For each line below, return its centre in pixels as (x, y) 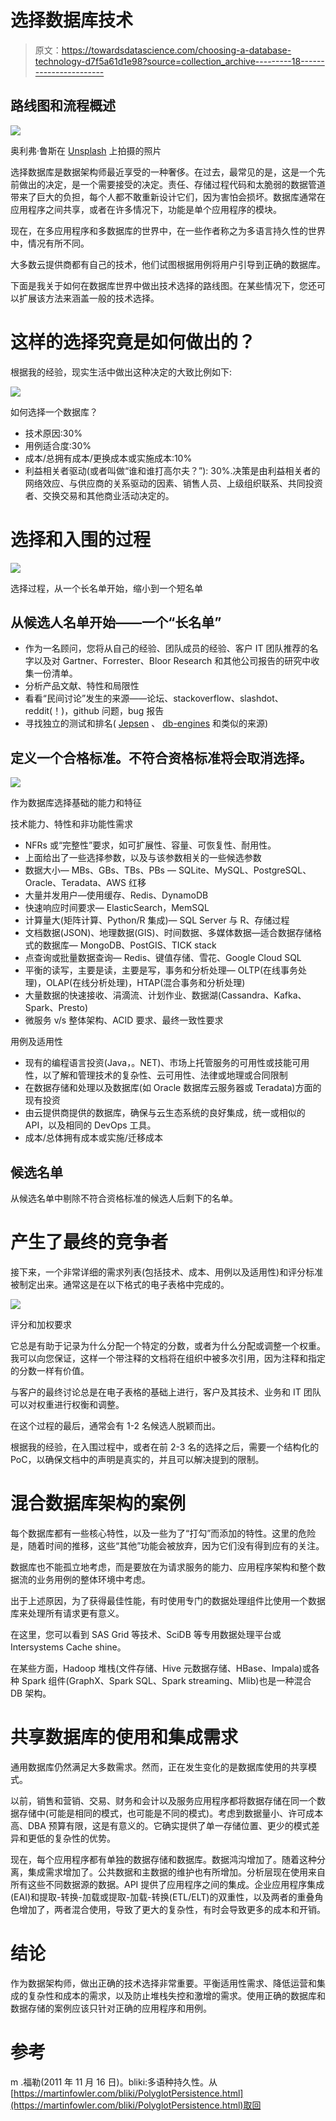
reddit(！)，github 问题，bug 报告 (94, 711)
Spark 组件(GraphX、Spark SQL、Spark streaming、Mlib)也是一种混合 (166, 1680)
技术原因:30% (53, 433)
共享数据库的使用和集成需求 (124, 1737)
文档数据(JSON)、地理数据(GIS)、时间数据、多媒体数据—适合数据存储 (168, 933)
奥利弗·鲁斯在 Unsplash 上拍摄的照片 (86, 150)
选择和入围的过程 (81, 539)
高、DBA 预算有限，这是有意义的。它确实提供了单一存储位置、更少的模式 (161, 1825)
